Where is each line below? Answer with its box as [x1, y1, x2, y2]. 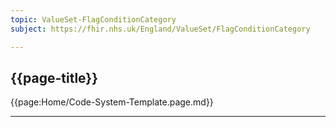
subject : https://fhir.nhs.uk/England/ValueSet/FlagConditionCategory [10, 24, 311, 34]
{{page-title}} [10, 69, 99, 86]
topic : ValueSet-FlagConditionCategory [10, 14, 177, 25]
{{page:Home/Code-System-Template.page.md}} [10, 96, 214, 108]
